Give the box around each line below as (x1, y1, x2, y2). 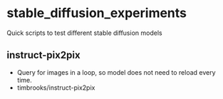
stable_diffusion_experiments (6, 5, 187, 21)
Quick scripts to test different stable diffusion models (6, 28, 162, 37)
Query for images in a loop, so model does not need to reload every (16, 68, 216, 76)
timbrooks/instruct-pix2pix (16, 83, 95, 92)
